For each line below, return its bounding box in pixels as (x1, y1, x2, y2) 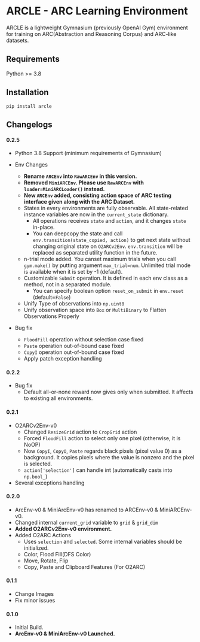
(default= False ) (32, 293, 71, 301)
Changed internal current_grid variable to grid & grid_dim (14, 519, 158, 526)
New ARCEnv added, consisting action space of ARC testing (23, 192, 172, 199)
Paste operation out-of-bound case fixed (23, 343, 124, 350)
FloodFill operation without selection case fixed (23, 336, 144, 343)
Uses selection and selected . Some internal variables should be (23, 538, 182, 545)
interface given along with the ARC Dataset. (23, 198, 136, 205)
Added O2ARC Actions (14, 531, 72, 538)
